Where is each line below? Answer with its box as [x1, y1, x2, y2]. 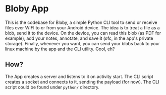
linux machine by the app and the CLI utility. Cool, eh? [5, 46, 115, 52]
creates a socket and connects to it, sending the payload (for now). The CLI [5, 79, 160, 85]
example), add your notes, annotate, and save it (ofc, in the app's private [5, 35, 154, 41]
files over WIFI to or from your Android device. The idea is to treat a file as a [5, 24, 160, 30]
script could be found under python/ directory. [5, 84, 100, 90]
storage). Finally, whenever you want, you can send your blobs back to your [5, 40, 160, 46]
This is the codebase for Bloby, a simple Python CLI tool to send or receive [5, 19, 158, 25]
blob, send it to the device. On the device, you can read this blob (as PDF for [5, 30, 161, 36]
